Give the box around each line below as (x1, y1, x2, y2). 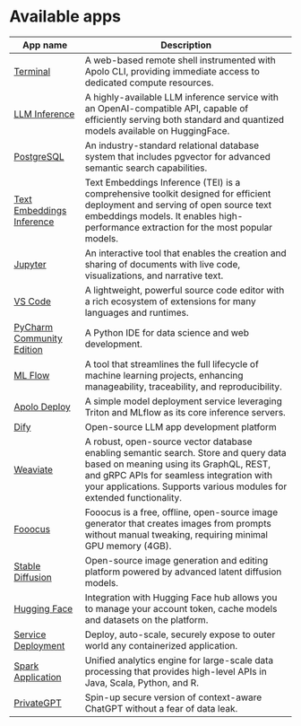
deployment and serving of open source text (84, 198, 271, 211)
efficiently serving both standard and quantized (84, 113, 285, 126)
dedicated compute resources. (84, 76, 214, 89)
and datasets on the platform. (84, 613, 209, 625)
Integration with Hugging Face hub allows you (84, 590, 278, 603)
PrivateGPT (13, 696, 63, 709)
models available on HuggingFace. (84, 124, 230, 136)
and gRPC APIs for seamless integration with (84, 468, 273, 481)
